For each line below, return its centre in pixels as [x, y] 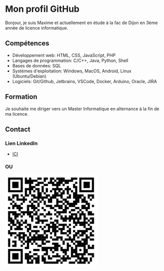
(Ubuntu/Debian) [29, 76]
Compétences [27, 44]
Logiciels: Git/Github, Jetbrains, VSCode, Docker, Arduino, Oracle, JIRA [84, 81]
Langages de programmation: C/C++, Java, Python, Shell [70, 60]
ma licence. [17, 114]
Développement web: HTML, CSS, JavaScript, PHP [64, 55]
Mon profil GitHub [42, 9]
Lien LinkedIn [21, 143]
